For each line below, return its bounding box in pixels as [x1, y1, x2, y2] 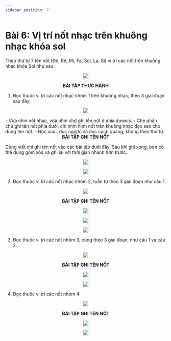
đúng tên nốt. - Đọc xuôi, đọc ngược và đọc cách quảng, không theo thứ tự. [5, 128, 165, 134]
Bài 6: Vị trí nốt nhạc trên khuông [5, 29, 148, 41]
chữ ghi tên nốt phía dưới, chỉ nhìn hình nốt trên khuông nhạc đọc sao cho [5, 123, 161, 129]
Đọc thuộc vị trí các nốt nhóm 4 [12, 291, 80, 297]
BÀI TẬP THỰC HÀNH [63, 83, 109, 89]
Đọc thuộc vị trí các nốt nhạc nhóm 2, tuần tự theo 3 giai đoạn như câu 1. [12, 178, 166, 185]
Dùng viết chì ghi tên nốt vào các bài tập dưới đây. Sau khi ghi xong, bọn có [5, 144, 164, 150]
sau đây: [12, 98, 31, 104]
